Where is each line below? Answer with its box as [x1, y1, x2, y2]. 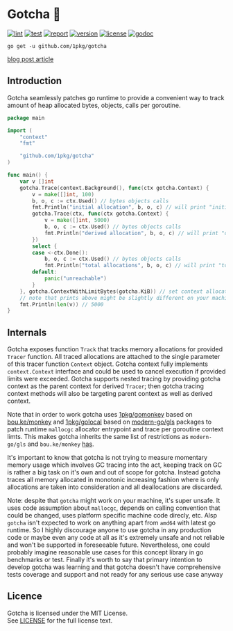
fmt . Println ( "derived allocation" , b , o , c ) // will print [44, 230, 218, 237]
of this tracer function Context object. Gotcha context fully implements [7, 360, 208, 368]
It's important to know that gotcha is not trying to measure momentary [7, 454, 208, 462]
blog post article [7, 55, 54, 63]
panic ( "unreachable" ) [44, 275, 107, 282]
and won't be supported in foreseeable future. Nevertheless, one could [7, 541, 210, 549]
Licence [7, 591, 43, 602]
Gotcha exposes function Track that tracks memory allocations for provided [7, 345, 223, 353]
